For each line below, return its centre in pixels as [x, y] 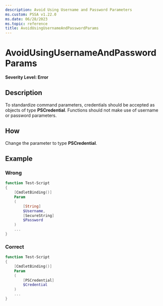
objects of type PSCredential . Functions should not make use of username [82, 110]
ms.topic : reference [27, 24]
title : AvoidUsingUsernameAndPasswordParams [52, 28]
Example [19, 159]
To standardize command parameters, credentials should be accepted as [80, 104]
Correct [15, 247]
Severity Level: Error [27, 77]
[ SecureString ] [39, 215]
